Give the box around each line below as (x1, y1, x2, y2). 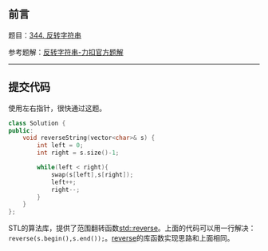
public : (8, 126, 34, 134)
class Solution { (8, 119, 66, 127)
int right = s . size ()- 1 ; (37, 149, 120, 157)
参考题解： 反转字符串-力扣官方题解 (8, 47, 124, 57)
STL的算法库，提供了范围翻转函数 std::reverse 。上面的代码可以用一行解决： (8, 223, 256, 233)
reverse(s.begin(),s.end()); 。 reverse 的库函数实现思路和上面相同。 (8, 233, 235, 243)
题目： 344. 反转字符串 (8, 30, 82, 40)
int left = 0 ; (37, 141, 84, 149)
